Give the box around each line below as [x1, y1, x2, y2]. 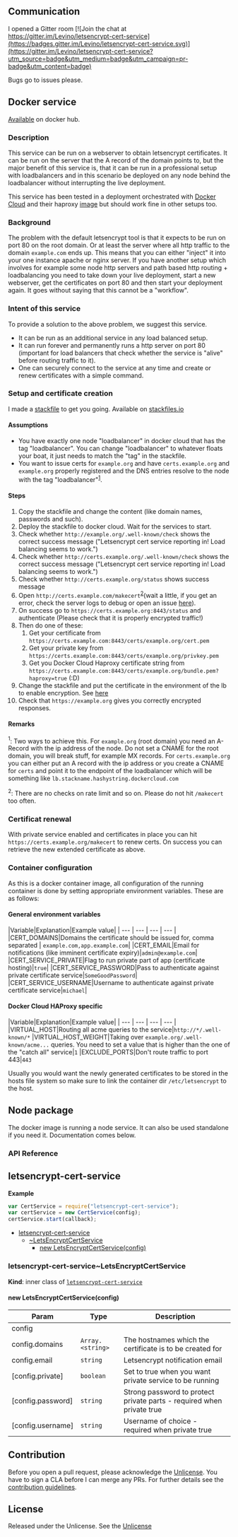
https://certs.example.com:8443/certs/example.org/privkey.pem [28, 652, 220, 659]
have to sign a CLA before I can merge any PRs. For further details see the [8, 1475, 225, 1483]
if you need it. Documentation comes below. [8, 1131, 136, 1139]
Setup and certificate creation [8, 389, 114, 399]
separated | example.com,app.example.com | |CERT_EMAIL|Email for [8, 941, 200, 949]
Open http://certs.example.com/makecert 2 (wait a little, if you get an [18, 589, 218, 599]
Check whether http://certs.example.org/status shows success [18, 575, 210, 583]
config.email [11, 1355, 53, 1365]
